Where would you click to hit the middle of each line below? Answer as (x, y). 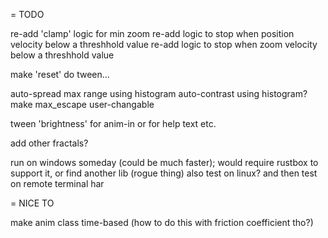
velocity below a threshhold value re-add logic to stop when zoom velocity (164, 44)
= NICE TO (32, 203)
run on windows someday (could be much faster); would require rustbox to (164, 162)
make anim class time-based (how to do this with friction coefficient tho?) (162, 222)
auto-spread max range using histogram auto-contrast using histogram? (159, 93)
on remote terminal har (57, 183)
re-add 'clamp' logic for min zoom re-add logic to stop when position (152, 33)
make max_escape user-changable (82, 104)
